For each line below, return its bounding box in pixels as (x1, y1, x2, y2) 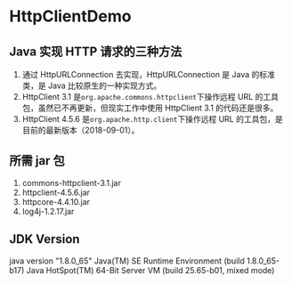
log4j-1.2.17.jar (21, 206, 75, 216)
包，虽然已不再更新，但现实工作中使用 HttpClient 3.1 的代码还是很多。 (21, 102, 279, 113)
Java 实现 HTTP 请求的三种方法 (9, 44, 182, 59)
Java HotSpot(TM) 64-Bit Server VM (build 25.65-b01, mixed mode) (26, 264, 275, 275)
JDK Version (9, 231, 80, 247)
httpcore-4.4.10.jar (21, 196, 91, 207)
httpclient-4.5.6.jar (21, 187, 91, 198)
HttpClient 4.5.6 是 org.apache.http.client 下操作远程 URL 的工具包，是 (21, 114, 283, 124)
